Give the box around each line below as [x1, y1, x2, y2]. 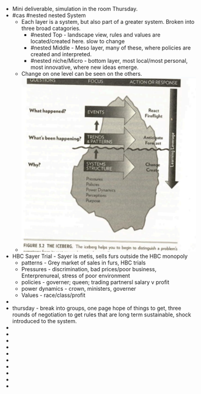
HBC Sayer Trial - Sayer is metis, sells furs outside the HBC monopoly [12, 253, 188, 260]
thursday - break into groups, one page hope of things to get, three [12, 305, 181, 312]
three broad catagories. [21, 24, 81, 32]
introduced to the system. [12, 318, 78, 325]
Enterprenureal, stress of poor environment [21, 272, 130, 280]
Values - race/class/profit [21, 291, 86, 299]
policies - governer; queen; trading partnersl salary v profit [21, 279, 170, 286]
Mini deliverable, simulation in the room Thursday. [12, 5, 138, 12]
